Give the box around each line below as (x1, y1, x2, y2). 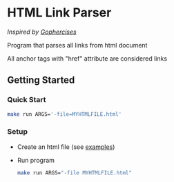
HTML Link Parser (7, 5, 112, 21)
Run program (17, 156, 55, 164)
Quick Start (7, 95, 46, 105)
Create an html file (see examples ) (17, 143, 115, 151)
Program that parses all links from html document (7, 41, 148, 49)
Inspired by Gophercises (7, 28, 77, 36)
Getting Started (7, 74, 75, 86)
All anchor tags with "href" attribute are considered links (7, 54, 168, 63)
